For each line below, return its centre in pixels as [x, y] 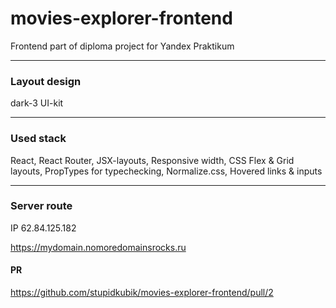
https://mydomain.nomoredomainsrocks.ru [98, 247]
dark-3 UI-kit [37, 103]
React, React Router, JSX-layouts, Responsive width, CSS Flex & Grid [152, 160]
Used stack [38, 139]
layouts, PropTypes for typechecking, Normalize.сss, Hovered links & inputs [166, 171]
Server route [41, 206]
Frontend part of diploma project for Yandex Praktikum [122, 46]
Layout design [46, 81]
